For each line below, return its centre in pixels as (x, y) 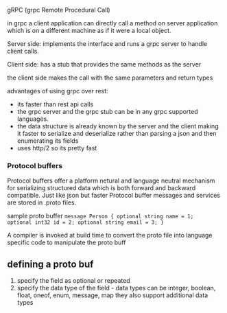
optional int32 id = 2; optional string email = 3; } (86, 222)
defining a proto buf (50, 264)
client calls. (23, 51)
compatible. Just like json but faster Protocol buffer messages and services (114, 196)
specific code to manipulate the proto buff (67, 242)
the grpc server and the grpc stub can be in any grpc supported (107, 112)
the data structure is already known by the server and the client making (118, 126)
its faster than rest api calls (55, 104)
